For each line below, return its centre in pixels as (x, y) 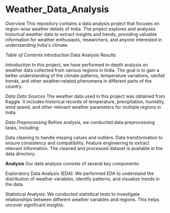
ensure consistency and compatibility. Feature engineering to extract (77, 143)
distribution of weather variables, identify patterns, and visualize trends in (82, 178)
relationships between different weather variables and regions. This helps (82, 199)
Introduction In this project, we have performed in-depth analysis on (77, 65)
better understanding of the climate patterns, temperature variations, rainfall (85, 75)
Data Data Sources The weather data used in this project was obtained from (85, 96)
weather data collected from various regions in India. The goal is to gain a (82, 70)
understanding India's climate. (37, 45)
